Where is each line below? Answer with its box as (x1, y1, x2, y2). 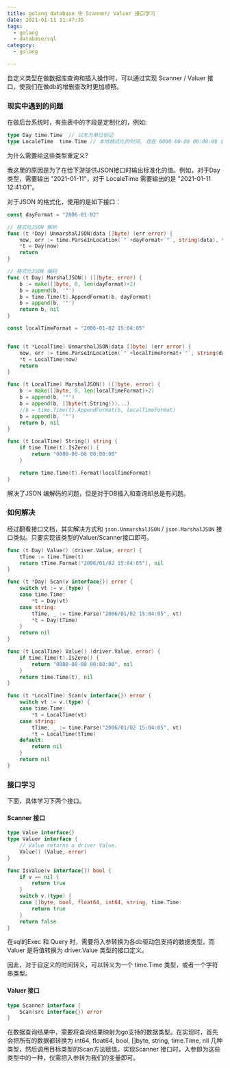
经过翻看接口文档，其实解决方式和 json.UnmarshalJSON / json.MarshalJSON (7, 525, 215, 533)
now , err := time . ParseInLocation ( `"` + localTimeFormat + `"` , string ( (19, 349, 219, 356)
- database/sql (13, 36, 57, 42)
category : (7, 42, 36, 49)
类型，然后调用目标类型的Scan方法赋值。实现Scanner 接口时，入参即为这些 (7, 1045, 221, 1054)
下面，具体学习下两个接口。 (7, 797, 86, 805)
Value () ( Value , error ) (19, 848, 88, 855)
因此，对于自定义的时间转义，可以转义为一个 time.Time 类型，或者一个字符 (7, 960, 218, 969)
